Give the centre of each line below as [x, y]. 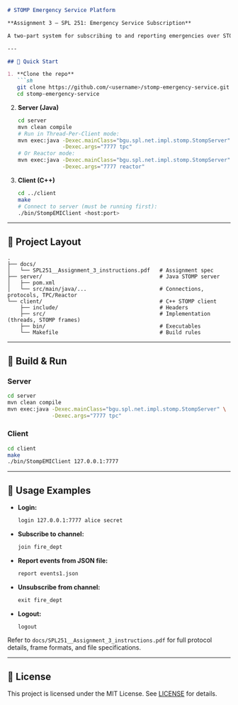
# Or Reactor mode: [46, 154]
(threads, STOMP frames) [44, 320]
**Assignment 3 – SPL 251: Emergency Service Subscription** [100, 23]
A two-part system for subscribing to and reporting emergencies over [114, 35]
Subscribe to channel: [51, 534]
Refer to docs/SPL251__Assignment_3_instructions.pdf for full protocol [110, 640]
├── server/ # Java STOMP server [114, 277]
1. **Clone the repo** [41, 74]
